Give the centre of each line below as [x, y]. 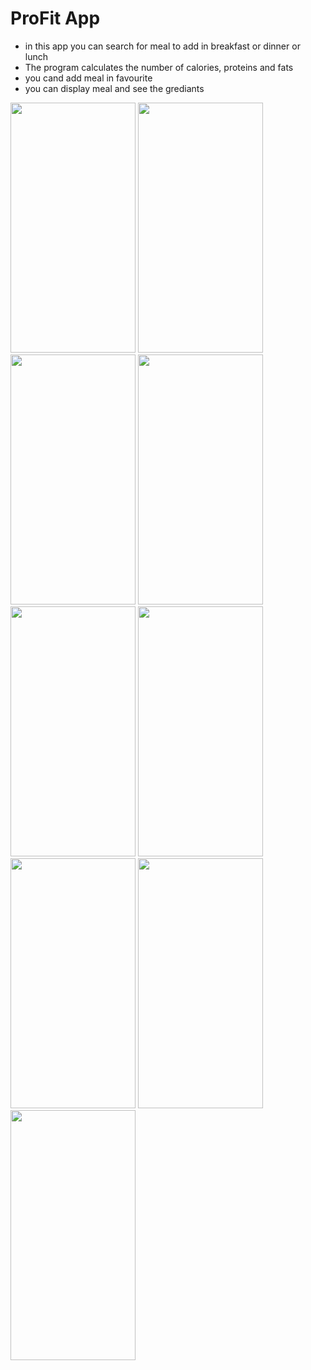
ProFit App [55, 18]
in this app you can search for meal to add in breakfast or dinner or [162, 46]
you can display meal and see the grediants [114, 88]
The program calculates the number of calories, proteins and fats [159, 67]
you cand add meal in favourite [88, 78]
